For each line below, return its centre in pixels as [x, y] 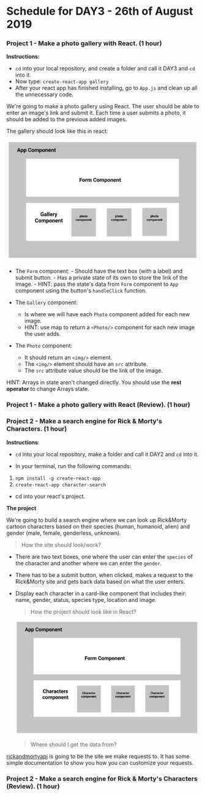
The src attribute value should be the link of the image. [94, 371]
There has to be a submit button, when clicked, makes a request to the [104, 575]
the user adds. [43, 334]
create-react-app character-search [61, 485]
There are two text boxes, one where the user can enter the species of [104, 556]
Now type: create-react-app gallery [62, 81]
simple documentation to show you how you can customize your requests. [100, 763]
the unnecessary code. [44, 95]
